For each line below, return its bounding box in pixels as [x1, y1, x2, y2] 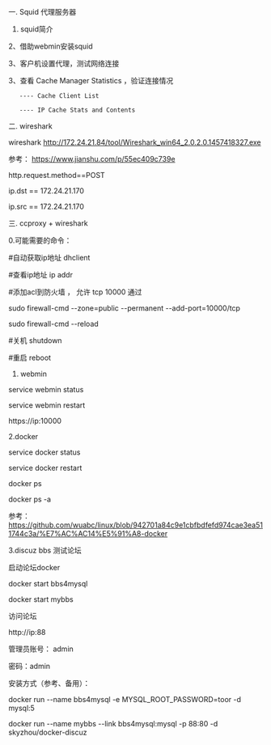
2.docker [8, 432, 39, 441]
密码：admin [8, 662, 51, 671]
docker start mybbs [8, 595, 74, 604]
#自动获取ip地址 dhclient [8, 253, 91, 262]
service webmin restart [8, 400, 86, 410]
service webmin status [8, 385, 84, 394]
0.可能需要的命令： [8, 235, 72, 245]
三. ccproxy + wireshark [8, 218, 89, 228]
